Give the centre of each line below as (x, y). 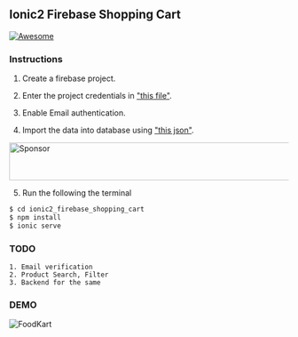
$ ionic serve (35, 226)
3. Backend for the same (55, 283)
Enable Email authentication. (74, 113)
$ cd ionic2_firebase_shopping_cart (77, 209)
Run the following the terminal (77, 193)
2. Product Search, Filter (59, 275)
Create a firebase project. (69, 78)
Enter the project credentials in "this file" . (97, 96)
